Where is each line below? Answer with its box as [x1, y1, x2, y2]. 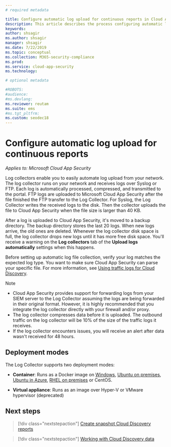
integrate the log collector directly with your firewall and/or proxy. [12, 306, 150, 313]
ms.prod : [5, 59, 24, 64]
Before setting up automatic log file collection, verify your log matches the [5, 254, 161, 260]
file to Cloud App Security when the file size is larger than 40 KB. [5, 207, 141, 214]
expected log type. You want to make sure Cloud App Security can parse [5, 260, 158, 266]
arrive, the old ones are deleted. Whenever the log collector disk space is [5, 228, 159, 234]
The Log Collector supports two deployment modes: [5, 361, 115, 368]
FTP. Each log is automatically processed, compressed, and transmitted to [5, 186, 161, 192]
